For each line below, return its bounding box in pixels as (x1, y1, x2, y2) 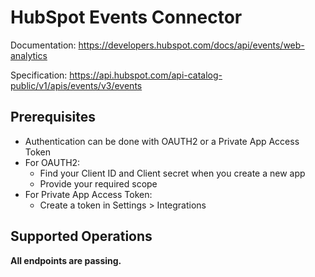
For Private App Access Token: (24, 188, 153, 200)
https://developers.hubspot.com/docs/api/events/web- (78, 39, 305, 51)
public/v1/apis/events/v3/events (10, 79, 143, 91)
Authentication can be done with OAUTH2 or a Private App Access (24, 135, 300, 147)
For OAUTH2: (24, 156, 81, 168)
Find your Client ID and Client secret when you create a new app (39, 167, 306, 179)
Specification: (10, 69, 68, 81)
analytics (10, 49, 48, 61)
